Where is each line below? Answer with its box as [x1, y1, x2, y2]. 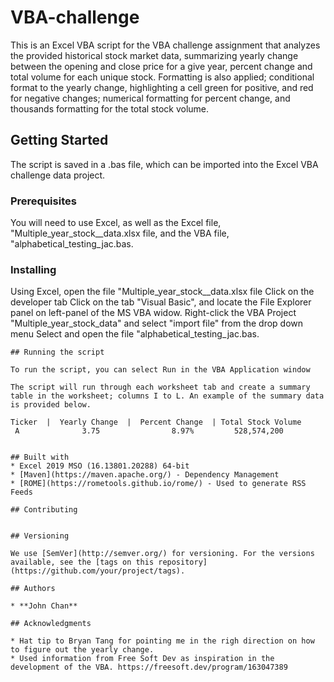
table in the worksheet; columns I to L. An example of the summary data [10, 391, 325, 401]
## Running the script [10, 347, 105, 358]
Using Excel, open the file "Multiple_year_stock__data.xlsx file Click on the [10, 286, 315, 298]
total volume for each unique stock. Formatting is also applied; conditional [10, 71, 315, 83]
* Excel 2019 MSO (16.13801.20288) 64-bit [10, 461, 190, 471]
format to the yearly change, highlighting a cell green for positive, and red [10, 81, 314, 93]
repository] [158, 557, 208, 568]
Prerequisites [10, 194, 77, 208]
